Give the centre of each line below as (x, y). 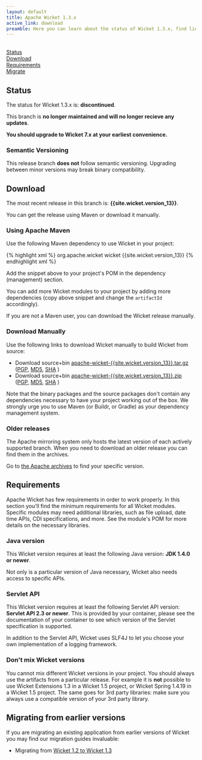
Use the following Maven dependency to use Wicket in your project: (90, 243)
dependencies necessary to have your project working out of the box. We (97, 400)
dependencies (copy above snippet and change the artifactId (84, 298)
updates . (17, 123)
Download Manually (36, 331)
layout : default (26, 12)
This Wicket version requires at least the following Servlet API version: (93, 607)
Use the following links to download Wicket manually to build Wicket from (97, 345)
